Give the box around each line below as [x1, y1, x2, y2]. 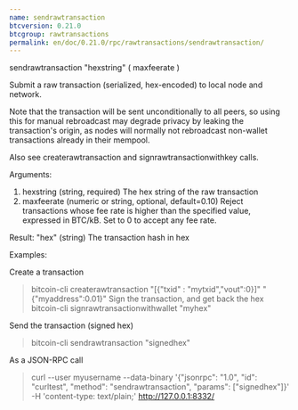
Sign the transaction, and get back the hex [108, 293, 264, 304]
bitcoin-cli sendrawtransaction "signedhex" [30, 338, 191, 348]
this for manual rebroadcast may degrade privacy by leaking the [9, 116, 245, 127]
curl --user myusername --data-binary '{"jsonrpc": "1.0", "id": [30, 372, 258, 383]
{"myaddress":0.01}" [30, 293, 107, 304]
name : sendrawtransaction [9, 12, 105, 22]
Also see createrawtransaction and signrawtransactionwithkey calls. [9, 152, 260, 163]
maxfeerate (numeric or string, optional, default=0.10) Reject [21, 196, 244, 207]
